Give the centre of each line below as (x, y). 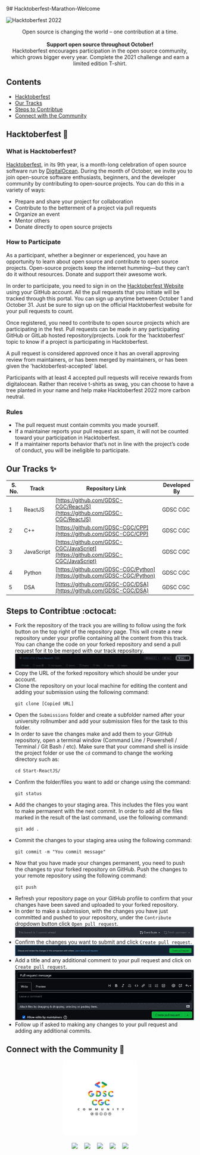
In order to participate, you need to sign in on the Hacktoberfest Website (95, 285)
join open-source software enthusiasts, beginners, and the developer (91, 177)
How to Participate (34, 242)
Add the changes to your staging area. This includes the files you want (101, 805)
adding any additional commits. (53, 1031)
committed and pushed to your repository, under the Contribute (93, 917)
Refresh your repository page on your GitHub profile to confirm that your (104, 898)
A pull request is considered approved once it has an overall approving (93, 353)
